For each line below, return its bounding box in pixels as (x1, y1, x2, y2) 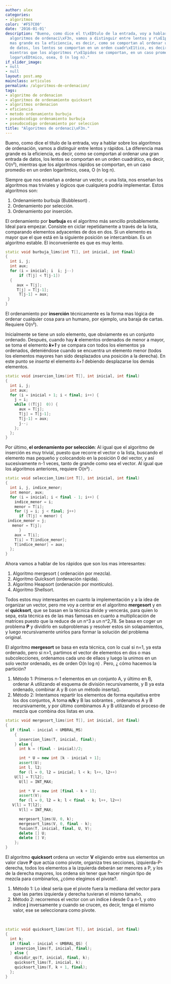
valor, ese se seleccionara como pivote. (12, 907, 96, 913)
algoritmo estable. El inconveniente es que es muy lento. (5, 240, 124, 246)
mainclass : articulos (5, 78, 51, 83)
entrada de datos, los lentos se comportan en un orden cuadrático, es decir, (5, 156, 164, 162)
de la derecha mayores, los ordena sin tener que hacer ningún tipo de (5, 871, 152, 876)
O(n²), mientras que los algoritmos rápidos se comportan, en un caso (5, 161, 151, 167)
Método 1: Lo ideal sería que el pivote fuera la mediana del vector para (12, 886, 160, 891)
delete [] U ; (18, 830, 47, 836)
